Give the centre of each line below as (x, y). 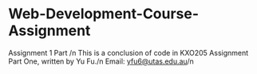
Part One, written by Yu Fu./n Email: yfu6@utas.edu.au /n (101, 61)
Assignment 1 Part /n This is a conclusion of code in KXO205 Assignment (128, 53)
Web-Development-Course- (104, 14)
